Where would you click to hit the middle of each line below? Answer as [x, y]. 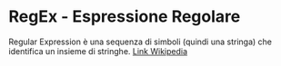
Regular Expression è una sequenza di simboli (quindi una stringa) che [140, 42]
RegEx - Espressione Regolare [125, 17]
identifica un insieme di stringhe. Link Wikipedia [98, 51]
